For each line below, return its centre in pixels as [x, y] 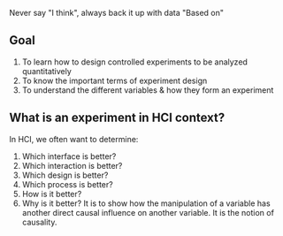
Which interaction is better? [72, 165]
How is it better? [52, 194]
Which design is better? [65, 175]
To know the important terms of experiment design [115, 80]
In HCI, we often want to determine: [74, 139]
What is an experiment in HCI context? [117, 118]
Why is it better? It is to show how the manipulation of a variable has [146, 203]
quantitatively [47, 71]
